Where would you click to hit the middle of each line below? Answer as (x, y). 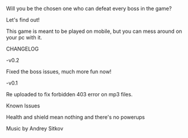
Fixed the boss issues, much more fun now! (59, 72)
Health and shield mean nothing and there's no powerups (75, 117)
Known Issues (23, 106)
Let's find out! (23, 20)
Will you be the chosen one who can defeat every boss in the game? (89, 9)
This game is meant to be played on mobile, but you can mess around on (94, 31)
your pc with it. (24, 37)
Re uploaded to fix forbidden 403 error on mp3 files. (70, 94)
